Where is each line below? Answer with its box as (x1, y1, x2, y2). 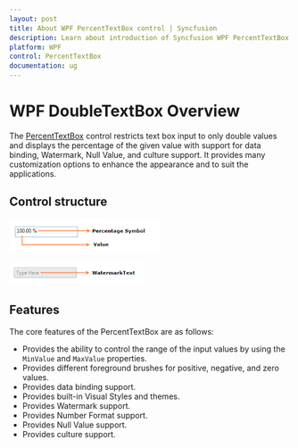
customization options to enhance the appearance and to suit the (9, 159, 249, 170)
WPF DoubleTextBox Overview (9, 101, 241, 121)
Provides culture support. (21, 428, 116, 439)
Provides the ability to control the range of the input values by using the (21, 344, 286, 354)
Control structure (9, 195, 108, 210)
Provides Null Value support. (21, 419, 128, 430)
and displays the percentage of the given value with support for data (9, 139, 261, 151)
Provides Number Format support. (21, 410, 148, 420)
